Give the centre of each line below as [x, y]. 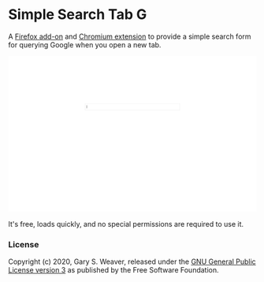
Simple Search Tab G [78, 15]
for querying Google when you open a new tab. [85, 44]
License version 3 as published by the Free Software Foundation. [113, 270]
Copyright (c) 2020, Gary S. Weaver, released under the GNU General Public [132, 261]
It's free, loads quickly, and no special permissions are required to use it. [126, 224]
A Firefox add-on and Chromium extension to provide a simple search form [130, 36]
